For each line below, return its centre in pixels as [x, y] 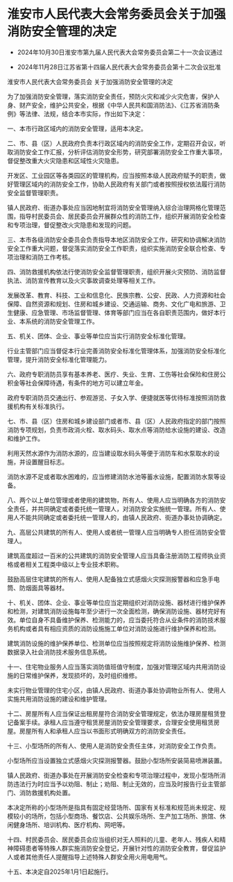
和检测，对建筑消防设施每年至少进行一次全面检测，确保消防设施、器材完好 [113, 611]
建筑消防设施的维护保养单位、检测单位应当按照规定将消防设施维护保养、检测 [116, 643]
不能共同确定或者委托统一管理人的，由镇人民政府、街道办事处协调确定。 [122, 517]
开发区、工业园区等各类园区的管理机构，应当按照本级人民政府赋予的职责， [113, 175]
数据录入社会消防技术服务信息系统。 [59, 652]
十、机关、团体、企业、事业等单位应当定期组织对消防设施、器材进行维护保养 [116, 602]
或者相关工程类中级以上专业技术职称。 [68, 564]
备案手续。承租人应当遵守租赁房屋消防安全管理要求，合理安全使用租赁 [113, 722]
